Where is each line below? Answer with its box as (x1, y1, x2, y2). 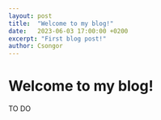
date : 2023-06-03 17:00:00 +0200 (8, 27, 129, 35)
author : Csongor (8, 42, 63, 50)
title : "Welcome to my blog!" (8, 19, 114, 28)
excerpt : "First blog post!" (8, 34, 107, 43)
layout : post (8, 11, 53, 20)
